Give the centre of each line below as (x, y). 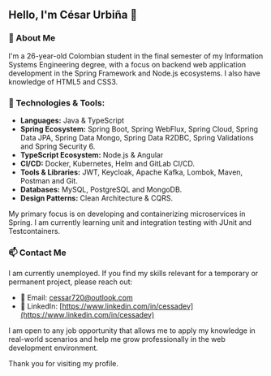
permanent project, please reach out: (70, 282)
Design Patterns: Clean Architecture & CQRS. (96, 198)
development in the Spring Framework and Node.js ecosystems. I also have (135, 73)
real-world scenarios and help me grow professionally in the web (117, 339)
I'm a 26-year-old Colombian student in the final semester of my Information (136, 56)
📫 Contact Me (37, 253)
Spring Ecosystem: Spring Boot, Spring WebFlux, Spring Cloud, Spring (139, 129)
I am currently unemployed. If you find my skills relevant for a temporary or (133, 274)
